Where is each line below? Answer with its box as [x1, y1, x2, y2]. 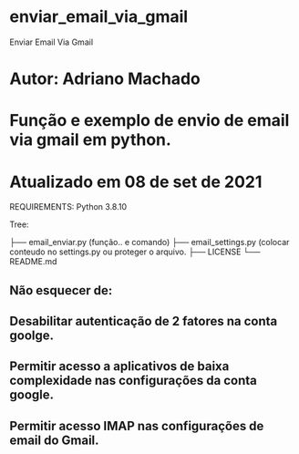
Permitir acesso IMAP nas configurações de [9, 418, 264, 434]
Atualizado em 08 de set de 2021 [9, 171, 263, 192]
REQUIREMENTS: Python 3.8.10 [9, 201, 128, 212]
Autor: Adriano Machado [9, 68, 201, 89]
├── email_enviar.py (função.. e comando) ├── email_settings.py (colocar [9, 237, 290, 248]
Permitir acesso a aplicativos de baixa [9, 358, 230, 375]
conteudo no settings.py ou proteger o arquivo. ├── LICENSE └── [9, 246, 261, 257]
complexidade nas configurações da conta [9, 373, 257, 388]
